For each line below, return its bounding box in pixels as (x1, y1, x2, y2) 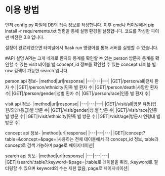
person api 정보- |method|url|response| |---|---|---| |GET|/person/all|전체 (5, 78, 154, 84)
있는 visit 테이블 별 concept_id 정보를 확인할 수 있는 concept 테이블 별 (19, 61, 156, 67)
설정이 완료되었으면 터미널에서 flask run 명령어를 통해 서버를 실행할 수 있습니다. (5, 44, 159, 50)
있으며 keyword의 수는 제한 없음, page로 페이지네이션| (23, 165, 129, 171)
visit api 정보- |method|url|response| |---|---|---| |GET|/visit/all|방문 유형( (5, 101, 153, 107)
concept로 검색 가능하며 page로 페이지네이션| (5, 142, 95, 148)
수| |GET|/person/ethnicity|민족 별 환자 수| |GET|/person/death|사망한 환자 (10, 84, 158, 90)
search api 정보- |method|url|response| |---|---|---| (5, 153, 110, 159)
